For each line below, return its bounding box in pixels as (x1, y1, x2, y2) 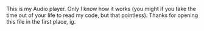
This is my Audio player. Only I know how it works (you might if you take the (6, 5, 196, 12)
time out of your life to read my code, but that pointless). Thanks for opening (6, 12, 199, 19)
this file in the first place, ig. (6, 18, 76, 25)
